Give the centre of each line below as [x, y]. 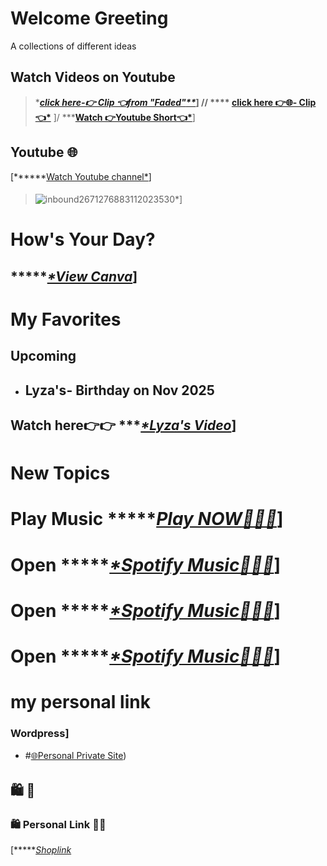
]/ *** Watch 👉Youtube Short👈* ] [124, 117]
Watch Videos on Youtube [93, 77]
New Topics [60, 473]
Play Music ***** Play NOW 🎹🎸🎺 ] [147, 519]
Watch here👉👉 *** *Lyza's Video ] [123, 425]
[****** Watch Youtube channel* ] [81, 176]
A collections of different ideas [73, 46]
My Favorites [66, 319]
